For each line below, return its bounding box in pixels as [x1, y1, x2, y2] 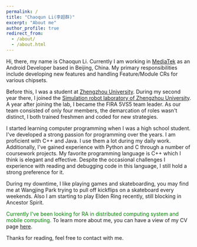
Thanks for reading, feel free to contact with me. [6, 234, 124, 241]
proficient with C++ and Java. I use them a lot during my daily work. [6, 137, 171, 144]
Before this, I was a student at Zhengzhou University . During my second [6, 88, 181, 95]
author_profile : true [6, 25, 60, 31]
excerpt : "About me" [6, 19, 57, 25]
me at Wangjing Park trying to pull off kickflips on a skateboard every [6, 186, 174, 193]
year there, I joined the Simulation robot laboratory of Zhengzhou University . [6, 94, 192, 101]
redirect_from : [6, 31, 44, 37]
